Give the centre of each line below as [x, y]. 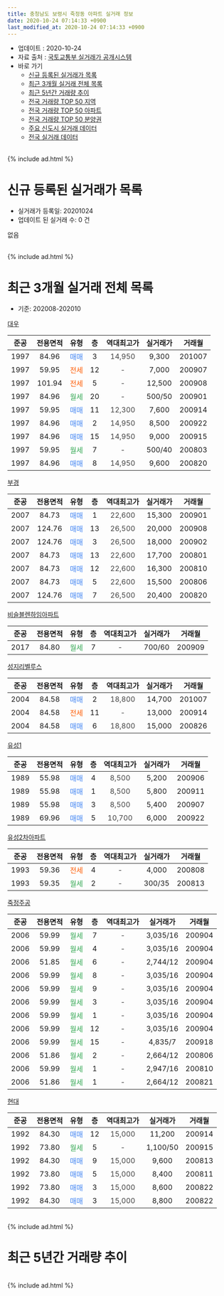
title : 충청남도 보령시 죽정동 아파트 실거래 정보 [70, 14]
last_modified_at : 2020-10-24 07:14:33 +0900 [76, 27]
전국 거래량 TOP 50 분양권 [65, 119]
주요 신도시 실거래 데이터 [63, 128]
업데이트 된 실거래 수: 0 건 [54, 220]
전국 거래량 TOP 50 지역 [62, 102]
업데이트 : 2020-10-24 [49, 48]
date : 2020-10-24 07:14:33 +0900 [57, 21]
